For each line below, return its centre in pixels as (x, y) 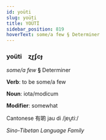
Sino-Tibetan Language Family (45, 131)
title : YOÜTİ (23, 23)
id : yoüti (19, 12)
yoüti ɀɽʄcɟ (25, 57)
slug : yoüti (21, 18)
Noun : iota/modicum (32, 94)
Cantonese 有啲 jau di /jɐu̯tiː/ (43, 118)
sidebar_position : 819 (35, 29)
